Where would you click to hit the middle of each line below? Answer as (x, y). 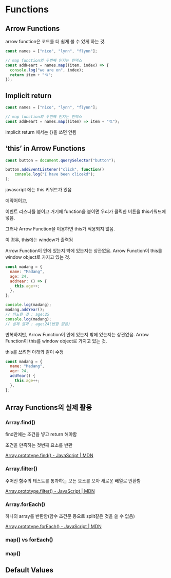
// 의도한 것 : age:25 (27, 314)
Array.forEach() (25, 504)
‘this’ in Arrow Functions (45, 148)
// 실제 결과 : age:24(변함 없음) (38, 324)
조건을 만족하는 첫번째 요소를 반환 (39, 445)
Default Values (30, 570)
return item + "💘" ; (31, 75)
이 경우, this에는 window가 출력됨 (39, 240)
